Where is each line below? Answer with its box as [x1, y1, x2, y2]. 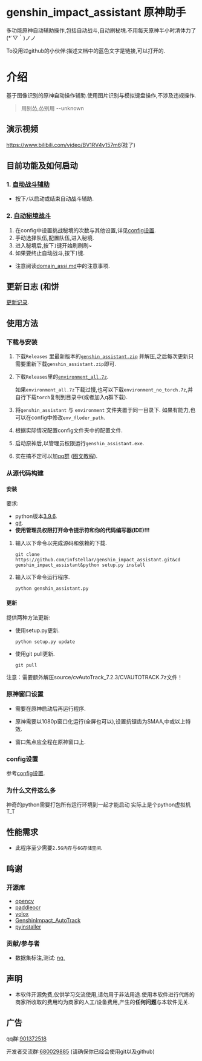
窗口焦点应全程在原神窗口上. [15, 738, 86, 745]
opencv [15, 897, 34, 904]
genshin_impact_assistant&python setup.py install [15, 562, 146, 569]
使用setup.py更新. [15, 627, 60, 634]
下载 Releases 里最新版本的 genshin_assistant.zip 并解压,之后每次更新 [15, 353, 189, 360]
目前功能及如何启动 [6, 161, 78, 171]
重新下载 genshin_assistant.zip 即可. [25, 361, 117, 368]
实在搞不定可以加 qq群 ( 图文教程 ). [15, 452, 98, 460]
